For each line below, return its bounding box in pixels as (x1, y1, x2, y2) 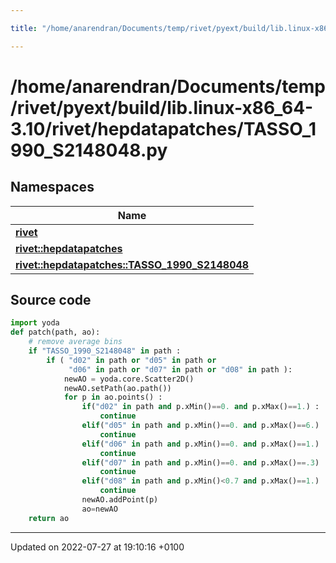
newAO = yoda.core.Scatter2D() (63, 374, 195, 384)
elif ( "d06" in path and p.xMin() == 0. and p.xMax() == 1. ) (81, 439, 320, 449)
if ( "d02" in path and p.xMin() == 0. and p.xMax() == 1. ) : (81, 402, 320, 412)
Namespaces (10, 179, 95, 196)
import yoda (10, 318, 60, 328)
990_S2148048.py (10, 139, 168, 161)
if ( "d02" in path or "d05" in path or (46, 355, 217, 365)
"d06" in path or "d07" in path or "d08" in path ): (68, 364, 293, 375)
